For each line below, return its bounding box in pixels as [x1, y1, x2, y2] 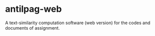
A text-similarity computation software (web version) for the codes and [5, 20, 151, 26]
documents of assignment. [5, 25, 60, 31]
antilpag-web [5, 3, 62, 15]
